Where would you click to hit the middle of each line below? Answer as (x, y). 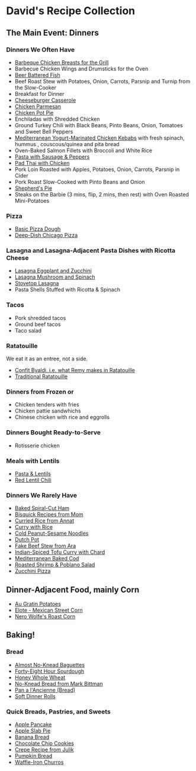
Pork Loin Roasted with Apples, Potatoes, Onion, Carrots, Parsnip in (97, 169)
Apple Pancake (33, 725)
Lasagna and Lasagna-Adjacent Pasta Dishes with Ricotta (91, 251)
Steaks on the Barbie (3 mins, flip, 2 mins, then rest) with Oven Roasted (102, 194)
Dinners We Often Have (41, 50)
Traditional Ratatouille (41, 376)
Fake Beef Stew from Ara (45, 546)
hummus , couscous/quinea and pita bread (67, 144)
